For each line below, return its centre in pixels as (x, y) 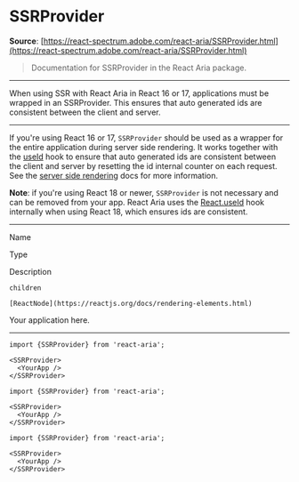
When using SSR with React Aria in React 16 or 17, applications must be (139, 93)
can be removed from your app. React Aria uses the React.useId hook (137, 202)
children (25, 288)
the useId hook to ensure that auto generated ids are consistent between (143, 157)
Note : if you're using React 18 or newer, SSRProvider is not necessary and (144, 192)
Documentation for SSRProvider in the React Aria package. (139, 68)
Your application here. (50, 320)
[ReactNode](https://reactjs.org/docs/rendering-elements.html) (131, 303)
